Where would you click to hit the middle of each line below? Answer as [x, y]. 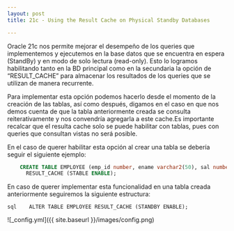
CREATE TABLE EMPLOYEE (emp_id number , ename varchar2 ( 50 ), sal [115, 167]
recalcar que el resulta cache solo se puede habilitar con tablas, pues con [113, 126]
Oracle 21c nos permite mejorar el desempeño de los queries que [101, 46]
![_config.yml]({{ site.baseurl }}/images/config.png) [81, 220]
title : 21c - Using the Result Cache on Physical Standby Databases [109, 20]
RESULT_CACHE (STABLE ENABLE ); [71, 174]
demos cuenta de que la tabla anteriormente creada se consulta [99, 111]
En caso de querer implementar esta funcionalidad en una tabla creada [109, 187]
